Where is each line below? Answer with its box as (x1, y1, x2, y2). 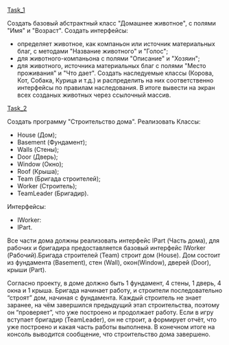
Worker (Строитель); (16, 182, 77, 190)
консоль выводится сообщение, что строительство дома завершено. (7, 330, 211, 338)
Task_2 (7, 104, 27, 112)
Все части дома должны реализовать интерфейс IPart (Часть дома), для (7, 236, 220, 245)
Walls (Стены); (16, 146, 60, 153)
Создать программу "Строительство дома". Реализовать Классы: (7, 118, 201, 126)
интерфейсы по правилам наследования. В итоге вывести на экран (16, 84, 215, 91)
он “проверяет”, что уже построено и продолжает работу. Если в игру (7, 309, 214, 316)
